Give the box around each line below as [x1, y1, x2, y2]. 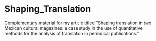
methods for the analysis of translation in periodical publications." [4, 30, 139, 36]
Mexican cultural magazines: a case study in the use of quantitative [4, 25, 143, 31]
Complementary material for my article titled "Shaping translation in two [4, 20, 152, 26]
